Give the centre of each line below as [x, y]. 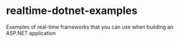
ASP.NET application [31, 33]
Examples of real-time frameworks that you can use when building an [90, 27]
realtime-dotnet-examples [72, 11]
